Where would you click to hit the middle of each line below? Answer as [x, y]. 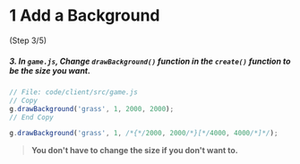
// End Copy [31, 117]
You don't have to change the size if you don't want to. [135, 151]
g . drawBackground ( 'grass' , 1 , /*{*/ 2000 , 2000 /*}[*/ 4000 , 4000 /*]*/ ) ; [144, 134]
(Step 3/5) [28, 40]
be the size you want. [50, 70]
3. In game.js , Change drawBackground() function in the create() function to [150, 61]
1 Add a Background [85, 16]
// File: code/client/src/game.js [74, 92]
